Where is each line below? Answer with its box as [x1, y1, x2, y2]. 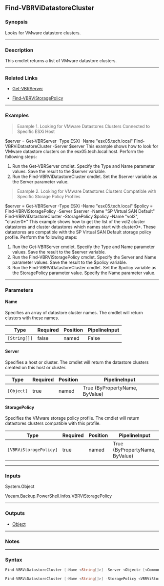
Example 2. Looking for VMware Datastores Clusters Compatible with [17, 188, 157, 194]
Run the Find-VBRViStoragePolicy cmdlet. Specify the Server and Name [12, 254, 157, 260]
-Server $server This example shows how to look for [52, 143, 159, 149]
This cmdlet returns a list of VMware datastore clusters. [5, 57, 117, 63]
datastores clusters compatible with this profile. [5, 420, 101, 426]
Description [5, 47, 34, 53]
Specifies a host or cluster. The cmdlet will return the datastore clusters [5, 359, 149, 365]
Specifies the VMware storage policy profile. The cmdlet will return [5, 415, 140, 421]
